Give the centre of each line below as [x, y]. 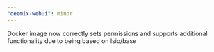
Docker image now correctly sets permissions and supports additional [107, 33]
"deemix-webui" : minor [40, 14]
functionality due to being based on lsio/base [72, 41]
